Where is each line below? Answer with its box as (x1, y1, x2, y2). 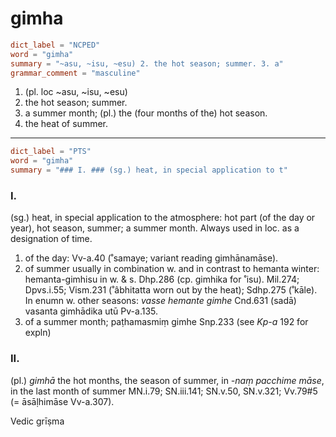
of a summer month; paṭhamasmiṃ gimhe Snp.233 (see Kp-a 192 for (24, 316, 309, 328)
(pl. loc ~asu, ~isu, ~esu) (24, 86, 128, 98)
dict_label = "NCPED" (10, 40, 101, 50)
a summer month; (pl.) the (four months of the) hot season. (24, 107, 268, 119)
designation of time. (10, 233, 93, 245)
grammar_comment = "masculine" (10, 68, 141, 78)
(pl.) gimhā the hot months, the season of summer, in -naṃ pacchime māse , (10, 374, 325, 386)
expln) (24, 327, 52, 339)
